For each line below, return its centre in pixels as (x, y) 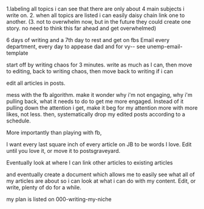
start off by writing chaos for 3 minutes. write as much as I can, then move (99, 65)
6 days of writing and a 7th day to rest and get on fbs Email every (88, 40)
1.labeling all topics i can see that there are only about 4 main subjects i (95, 9)
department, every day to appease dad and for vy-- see (76, 46)
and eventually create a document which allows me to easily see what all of (101, 174)
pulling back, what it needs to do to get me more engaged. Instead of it (95, 101)
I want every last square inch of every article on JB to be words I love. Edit (99, 144)
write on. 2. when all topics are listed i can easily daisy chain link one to (96, 15)
